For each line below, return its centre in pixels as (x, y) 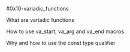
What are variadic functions (40, 20)
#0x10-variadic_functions (37, 9)
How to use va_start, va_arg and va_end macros (65, 31)
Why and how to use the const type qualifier (61, 43)
